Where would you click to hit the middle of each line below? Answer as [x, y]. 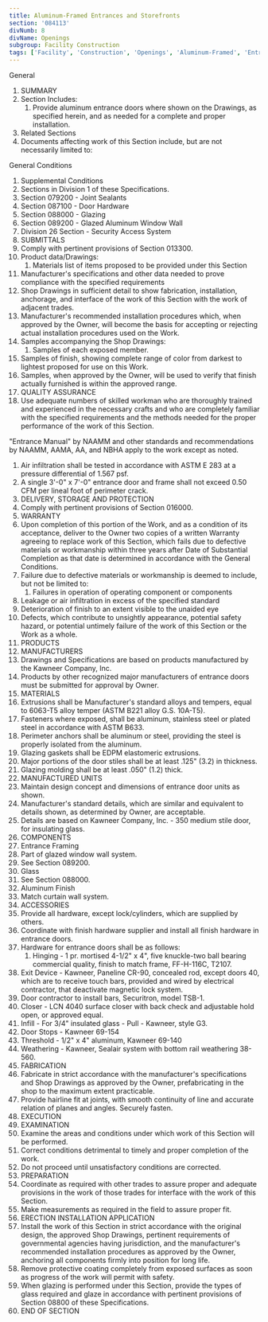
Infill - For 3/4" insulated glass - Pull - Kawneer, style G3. [114, 1023]
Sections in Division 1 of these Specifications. [95, 189]
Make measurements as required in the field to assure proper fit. [126, 1209]
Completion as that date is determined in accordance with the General [135, 558]
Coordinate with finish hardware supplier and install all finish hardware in [140, 930]
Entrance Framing [50, 846]
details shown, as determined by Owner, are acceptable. [113, 812]
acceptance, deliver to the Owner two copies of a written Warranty [130, 533]
